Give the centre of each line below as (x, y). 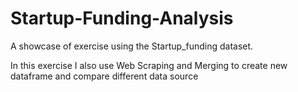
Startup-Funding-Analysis (122, 18)
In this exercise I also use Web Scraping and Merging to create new (149, 65)
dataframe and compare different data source (104, 76)
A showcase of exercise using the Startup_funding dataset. (132, 46)
